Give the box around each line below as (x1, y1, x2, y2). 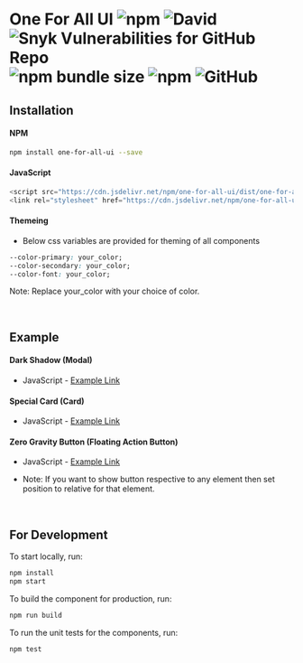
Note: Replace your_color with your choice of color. (9, 285, 200, 297)
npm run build (9, 611, 63, 620)
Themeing (9, 215, 49, 226)
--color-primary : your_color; (9, 253, 124, 262)
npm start (9, 577, 47, 586)
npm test (9, 644, 42, 654)
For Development (9, 527, 108, 542)
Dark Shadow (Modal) (9, 355, 93, 366)
